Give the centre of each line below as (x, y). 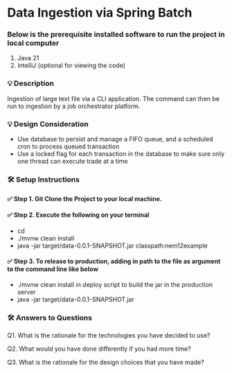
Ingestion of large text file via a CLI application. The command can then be (114, 98)
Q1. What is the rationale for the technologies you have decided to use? (109, 336)
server (26, 292)
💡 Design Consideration (48, 124)
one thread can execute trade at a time (72, 162)
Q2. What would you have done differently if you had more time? (99, 349)
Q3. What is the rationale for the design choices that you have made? (106, 363)
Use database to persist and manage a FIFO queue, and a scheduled (115, 139)
